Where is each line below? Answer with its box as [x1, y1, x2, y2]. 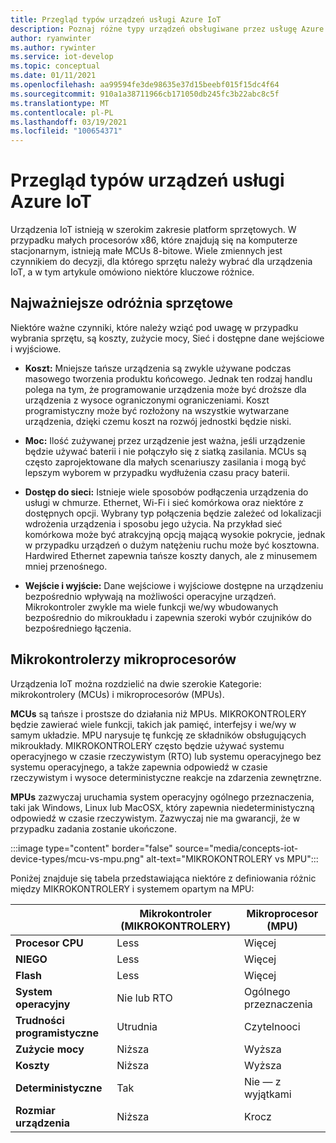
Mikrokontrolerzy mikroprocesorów [10, 651, 237, 668]
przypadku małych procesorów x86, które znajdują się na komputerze [10, 234, 298, 246]
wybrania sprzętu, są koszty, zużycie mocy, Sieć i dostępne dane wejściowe [10, 332, 325, 344]
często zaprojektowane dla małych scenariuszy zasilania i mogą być [24, 456, 307, 468]
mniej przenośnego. [24, 560, 108, 572]
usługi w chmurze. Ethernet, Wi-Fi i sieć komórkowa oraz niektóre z [24, 496, 304, 508]
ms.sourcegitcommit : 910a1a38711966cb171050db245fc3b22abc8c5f [10, 89, 280, 99]
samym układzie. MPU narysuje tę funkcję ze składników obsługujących [10, 729, 307, 741]
